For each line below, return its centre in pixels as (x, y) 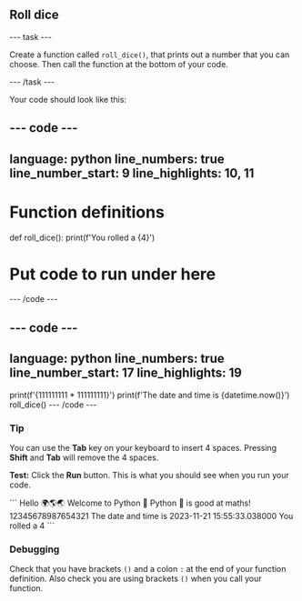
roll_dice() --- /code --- (53, 405)
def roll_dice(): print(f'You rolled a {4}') (82, 237)
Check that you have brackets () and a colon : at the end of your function (148, 569)
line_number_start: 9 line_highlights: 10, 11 (132, 173)
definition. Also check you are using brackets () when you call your (136, 579)
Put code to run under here (113, 274)
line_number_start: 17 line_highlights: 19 (126, 373)
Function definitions (87, 212)
